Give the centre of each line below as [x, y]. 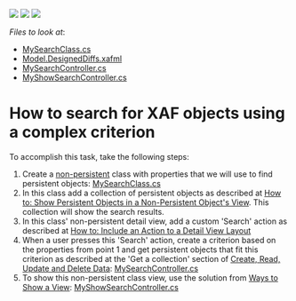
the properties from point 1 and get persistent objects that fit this [140, 250]
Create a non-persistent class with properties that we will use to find [147, 174]
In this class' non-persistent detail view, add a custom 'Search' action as [154, 221]
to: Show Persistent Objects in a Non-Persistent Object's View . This [145, 202]
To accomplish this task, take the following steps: [99, 156]
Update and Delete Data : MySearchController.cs [110, 268]
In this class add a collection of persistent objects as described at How [152, 193]
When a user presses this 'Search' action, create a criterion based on [149, 240]
